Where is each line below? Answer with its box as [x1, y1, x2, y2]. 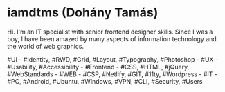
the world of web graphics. [7, 42, 84, 50]
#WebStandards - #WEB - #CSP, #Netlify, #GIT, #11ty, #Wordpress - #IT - [7, 70, 218, 78]
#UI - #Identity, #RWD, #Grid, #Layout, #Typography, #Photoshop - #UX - [7, 55, 219, 63]
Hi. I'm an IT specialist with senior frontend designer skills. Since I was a [7, 27, 213, 36]
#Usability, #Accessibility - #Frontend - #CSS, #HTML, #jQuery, [7, 62, 190, 71]
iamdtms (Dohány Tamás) [7, 5, 159, 21]
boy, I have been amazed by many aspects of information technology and [7, 34, 217, 43]
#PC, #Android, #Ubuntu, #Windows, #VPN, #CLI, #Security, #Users [7, 77, 203, 85]
